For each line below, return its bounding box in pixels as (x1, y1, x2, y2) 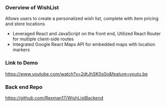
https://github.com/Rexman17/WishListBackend (5, 95, 104, 101)
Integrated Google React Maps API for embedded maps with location (12, 41, 155, 47)
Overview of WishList (5, 4, 59, 11)
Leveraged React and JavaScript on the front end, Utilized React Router (12, 31, 161, 37)
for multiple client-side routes (12, 36, 74, 42)
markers (12, 47, 30, 53)
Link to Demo (5, 60, 38, 67)
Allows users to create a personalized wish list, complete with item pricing (5, 16, 158, 22)
